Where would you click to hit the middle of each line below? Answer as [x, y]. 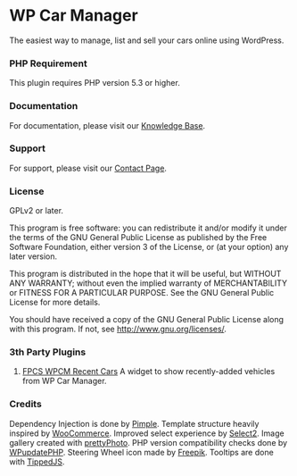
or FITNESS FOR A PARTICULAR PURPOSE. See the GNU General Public [142, 293]
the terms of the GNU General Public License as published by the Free [138, 238]
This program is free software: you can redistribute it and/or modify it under [148, 228]
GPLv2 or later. [37, 211]
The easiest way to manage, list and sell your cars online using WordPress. [147, 40]
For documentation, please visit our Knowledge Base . [107, 125]
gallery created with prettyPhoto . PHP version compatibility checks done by [148, 442]
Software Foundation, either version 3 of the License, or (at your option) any [149, 247]
